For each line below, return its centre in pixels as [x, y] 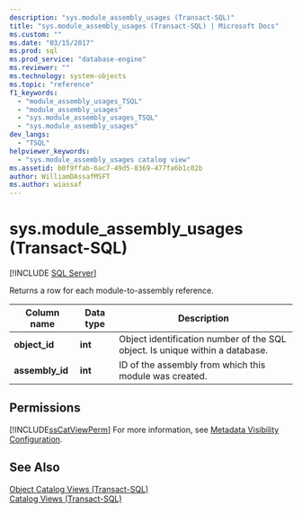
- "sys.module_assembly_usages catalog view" [104, 159]
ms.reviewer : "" [40, 68]
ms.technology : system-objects [68, 76]
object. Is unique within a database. [193, 350]
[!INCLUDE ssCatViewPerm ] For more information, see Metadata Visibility [144, 429]
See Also [35, 468]
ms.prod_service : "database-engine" [78, 59]
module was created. [163, 376]
